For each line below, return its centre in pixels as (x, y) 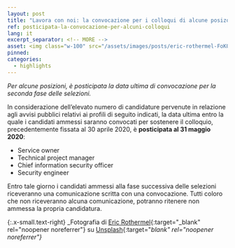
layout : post (26, 14)
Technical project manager (56, 158)
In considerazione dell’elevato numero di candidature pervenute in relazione (116, 106)
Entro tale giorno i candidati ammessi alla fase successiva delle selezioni (112, 186)
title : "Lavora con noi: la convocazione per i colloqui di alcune (108, 20)
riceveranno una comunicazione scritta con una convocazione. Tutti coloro (115, 193)
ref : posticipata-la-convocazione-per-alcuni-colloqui (89, 27)
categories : (24, 60)
